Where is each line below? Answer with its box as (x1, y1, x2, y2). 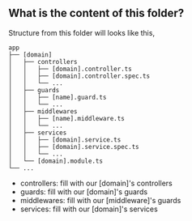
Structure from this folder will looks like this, (8, 28, 156, 37)
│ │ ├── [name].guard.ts (8, 93, 107, 101)
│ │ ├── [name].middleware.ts (8, 114, 126, 122)
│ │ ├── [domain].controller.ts (8, 65, 132, 73)
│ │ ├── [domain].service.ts (8, 135, 122, 144)
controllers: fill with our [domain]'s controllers (19, 178, 173, 188)
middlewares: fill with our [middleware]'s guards (19, 195, 181, 205)
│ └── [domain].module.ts (8, 157, 104, 165)
